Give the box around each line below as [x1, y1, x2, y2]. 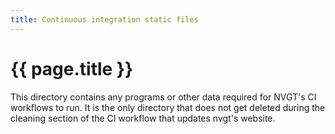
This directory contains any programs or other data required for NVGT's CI [10, 91, 317, 103]
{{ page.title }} [10, 57, 134, 80]
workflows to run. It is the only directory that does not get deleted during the [10, 101, 326, 113]
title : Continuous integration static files [10, 14, 199, 25]
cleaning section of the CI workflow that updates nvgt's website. [10, 112, 276, 124]
